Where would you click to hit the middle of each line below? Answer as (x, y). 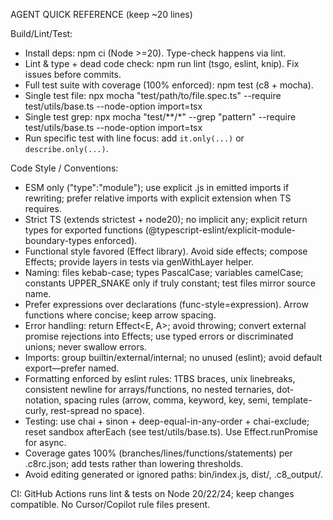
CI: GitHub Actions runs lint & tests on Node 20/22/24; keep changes (152, 493)
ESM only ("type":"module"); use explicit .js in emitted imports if (157, 187)
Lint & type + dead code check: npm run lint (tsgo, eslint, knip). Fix (162, 63)
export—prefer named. (72, 368)
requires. (43, 208)
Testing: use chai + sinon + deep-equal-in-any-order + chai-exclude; (167, 421)
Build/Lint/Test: (41, 33)
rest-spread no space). (97, 410)
